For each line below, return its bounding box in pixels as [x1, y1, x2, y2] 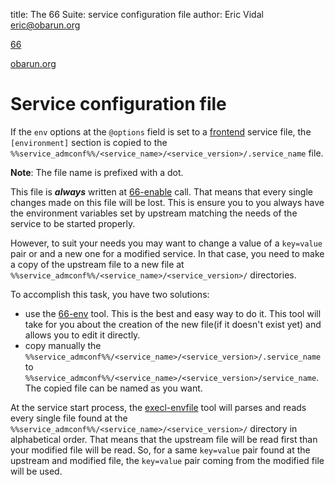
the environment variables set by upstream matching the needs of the [10, 207, 298, 219]
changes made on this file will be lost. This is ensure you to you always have [10, 196, 325, 208]
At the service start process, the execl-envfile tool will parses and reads [10, 401, 307, 413]
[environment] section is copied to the [10, 136, 168, 148]
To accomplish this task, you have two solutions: [10, 288, 210, 300]
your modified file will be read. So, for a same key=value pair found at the [10, 444, 311, 456]
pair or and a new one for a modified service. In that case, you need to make [10, 247, 325, 259]
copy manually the [24, 339, 102, 351]
